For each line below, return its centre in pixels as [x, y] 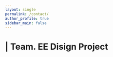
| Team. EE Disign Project [56, 47]
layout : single [20, 9]
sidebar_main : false [26, 23]
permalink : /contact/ [27, 14]
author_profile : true [27, 18]
